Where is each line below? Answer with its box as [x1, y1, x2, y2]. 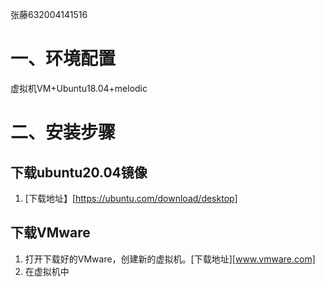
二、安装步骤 [10, 121, 117, 144]
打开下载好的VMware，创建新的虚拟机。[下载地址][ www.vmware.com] [24, 253, 316, 265]
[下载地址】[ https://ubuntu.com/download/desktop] [24, 192, 238, 204]
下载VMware [10, 224, 91, 242]
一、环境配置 [10, 48, 117, 70]
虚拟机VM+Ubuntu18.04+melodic [10, 82, 148, 94]
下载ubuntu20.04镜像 [10, 164, 148, 181]
